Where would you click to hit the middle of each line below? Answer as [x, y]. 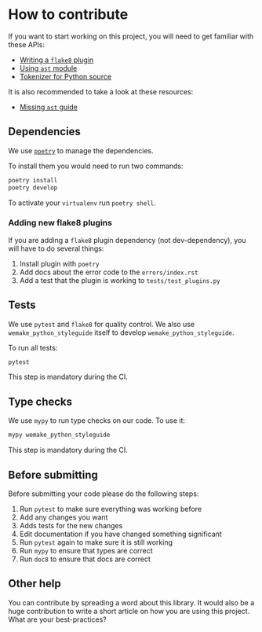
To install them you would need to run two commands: [96, 166]
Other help [35, 584]
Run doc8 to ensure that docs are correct [85, 559]
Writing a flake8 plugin [56, 60]
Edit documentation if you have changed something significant [120, 534]
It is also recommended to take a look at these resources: [101, 91]
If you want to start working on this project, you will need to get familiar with [131, 36]
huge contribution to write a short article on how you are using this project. [129, 611]
